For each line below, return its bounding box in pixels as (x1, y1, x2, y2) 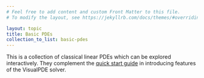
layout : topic (6, 25, 42, 31)
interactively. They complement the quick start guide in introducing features (6, 60, 196, 67)
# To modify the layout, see (6, 15, 80, 21)
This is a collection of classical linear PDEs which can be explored (6, 53, 171, 60)
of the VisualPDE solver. (6, 66, 67, 73)
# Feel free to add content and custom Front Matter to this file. (6, 8, 181, 15)
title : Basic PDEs (6, 31, 53, 37)
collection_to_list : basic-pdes (6, 37, 88, 43)
